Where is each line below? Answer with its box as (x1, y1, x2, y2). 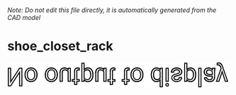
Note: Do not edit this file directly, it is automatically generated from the (7, 6, 217, 14)
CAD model (7, 13, 41, 21)
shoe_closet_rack (7, 38, 113, 54)
